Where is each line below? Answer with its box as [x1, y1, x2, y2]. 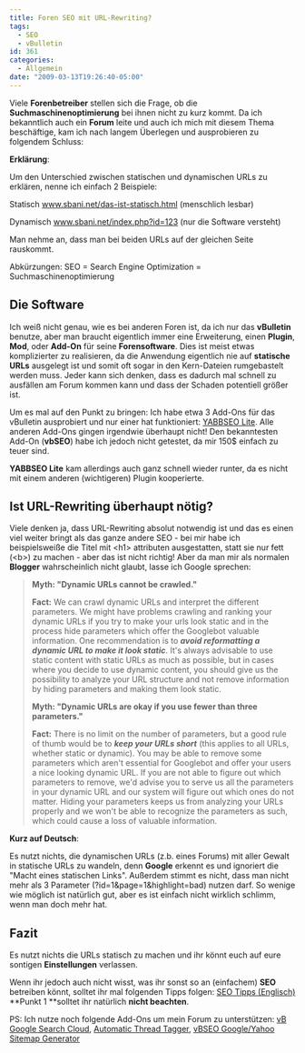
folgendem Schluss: [9, 135, 84, 146]
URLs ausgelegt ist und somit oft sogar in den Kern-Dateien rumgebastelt [9, 360, 284, 371]
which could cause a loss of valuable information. [31, 816, 218, 827]
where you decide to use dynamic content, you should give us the [31, 665, 279, 676]
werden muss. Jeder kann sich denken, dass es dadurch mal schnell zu [9, 369, 277, 380]
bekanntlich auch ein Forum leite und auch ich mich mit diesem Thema [9, 116, 275, 127]
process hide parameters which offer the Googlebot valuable [31, 626, 260, 637]
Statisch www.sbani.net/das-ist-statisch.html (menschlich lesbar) [9, 198, 254, 209]
